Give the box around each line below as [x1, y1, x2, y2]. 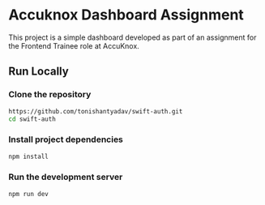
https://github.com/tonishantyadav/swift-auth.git [8, 107, 183, 115]
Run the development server [8, 172, 123, 183]
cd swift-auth [8, 115, 57, 123]
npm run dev [8, 190, 49, 198]
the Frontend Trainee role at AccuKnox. [8, 41, 139, 50]
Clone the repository [8, 89, 92, 100]
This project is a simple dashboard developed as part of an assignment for [8, 32, 257, 42]
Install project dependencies [8, 134, 124, 145]
